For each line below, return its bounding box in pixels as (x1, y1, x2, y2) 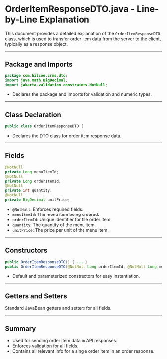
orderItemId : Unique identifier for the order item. (12, 216, 112, 222)
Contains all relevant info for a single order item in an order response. (12, 348, 155, 354)
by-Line (5, 14, 38, 25)
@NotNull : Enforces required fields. (12, 206, 83, 212)
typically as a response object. (5, 41, 68, 47)
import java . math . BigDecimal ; (5, 78, 68, 83)
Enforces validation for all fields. (12, 343, 79, 349)
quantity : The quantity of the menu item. (12, 222, 96, 228)
